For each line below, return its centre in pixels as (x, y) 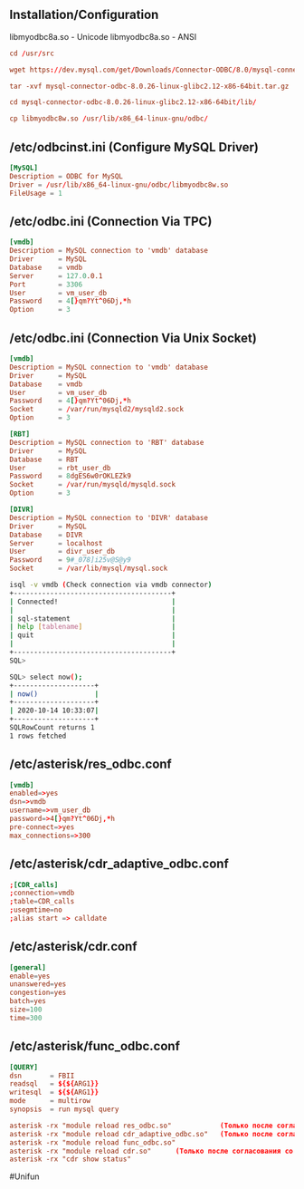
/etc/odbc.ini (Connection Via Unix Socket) (133, 338)
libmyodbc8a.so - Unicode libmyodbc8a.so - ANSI (103, 36)
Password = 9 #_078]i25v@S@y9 (70, 560)
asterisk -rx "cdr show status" (70, 1159)
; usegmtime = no (36, 910)
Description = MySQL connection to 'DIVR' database (109, 517)
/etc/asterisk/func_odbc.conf (95, 1046)
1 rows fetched (38, 736)
